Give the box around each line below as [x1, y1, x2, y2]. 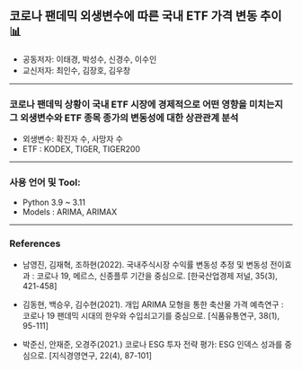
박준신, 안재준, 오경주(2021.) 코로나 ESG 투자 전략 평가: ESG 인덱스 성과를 [22, 339, 283, 349]
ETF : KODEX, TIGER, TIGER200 [22, 144, 141, 154]
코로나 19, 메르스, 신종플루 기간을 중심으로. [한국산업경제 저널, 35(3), [36, 270, 279, 281]
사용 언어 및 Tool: [9, 176, 81, 189]
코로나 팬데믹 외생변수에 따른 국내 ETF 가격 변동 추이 [9, 8, 282, 24]
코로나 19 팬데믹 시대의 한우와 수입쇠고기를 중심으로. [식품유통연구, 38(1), [22, 310, 280, 321]
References [9, 237, 61, 250]
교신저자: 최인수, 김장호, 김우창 [22, 65, 131, 75]
